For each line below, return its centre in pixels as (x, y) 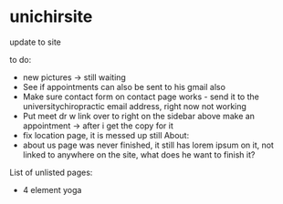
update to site (35, 42)
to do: (21, 59)
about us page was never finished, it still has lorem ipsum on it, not (148, 145)
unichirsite (51, 17)
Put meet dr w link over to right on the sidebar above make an (139, 116)
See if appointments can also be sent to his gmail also (124, 87)
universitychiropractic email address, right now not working (134, 106)
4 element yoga (52, 189)
